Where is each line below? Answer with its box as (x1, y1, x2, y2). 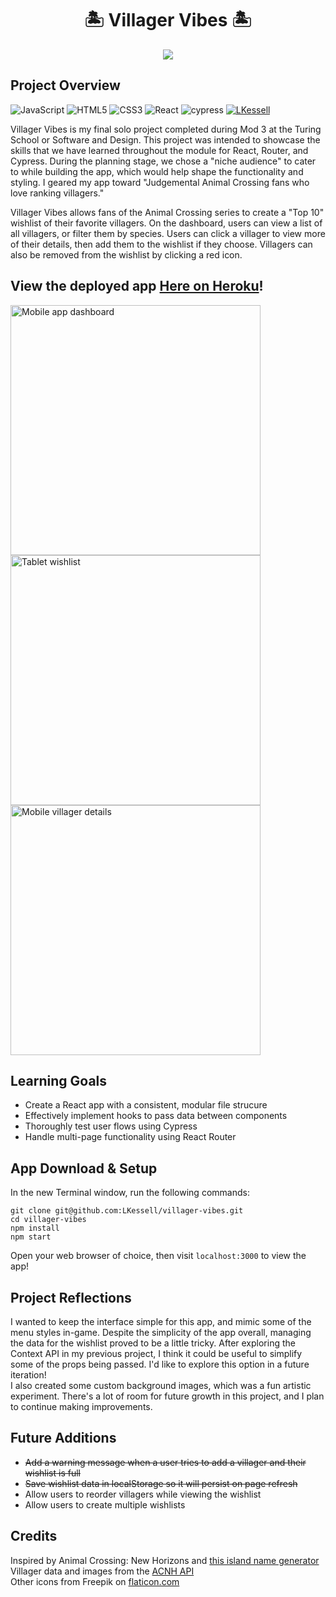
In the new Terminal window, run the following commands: (10, 1187, 250, 1199)
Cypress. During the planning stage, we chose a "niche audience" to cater (10, 155, 317, 167)
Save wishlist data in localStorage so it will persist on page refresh (24, 1477, 298, 1489)
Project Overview (10, 77, 121, 94)
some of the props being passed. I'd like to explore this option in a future (10, 1358, 310, 1370)
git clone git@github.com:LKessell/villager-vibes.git (10, 1206, 244, 1216)
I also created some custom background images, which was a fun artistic (10, 1380, 312, 1391)
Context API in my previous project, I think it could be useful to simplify (10, 1348, 303, 1359)
